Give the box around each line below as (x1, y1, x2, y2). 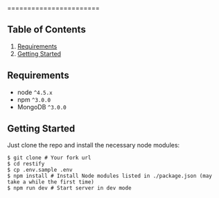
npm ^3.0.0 (17, 95, 51, 104)
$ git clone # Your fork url (7, 154, 91, 161)
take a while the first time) (7, 179, 95, 186)
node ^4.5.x (17, 88, 53, 96)
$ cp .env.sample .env (7, 167, 73, 174)
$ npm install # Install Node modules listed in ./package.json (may (7, 172, 213, 180)
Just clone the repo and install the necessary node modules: (7, 141, 180, 150)
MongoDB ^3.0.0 (17, 102, 67, 111)
